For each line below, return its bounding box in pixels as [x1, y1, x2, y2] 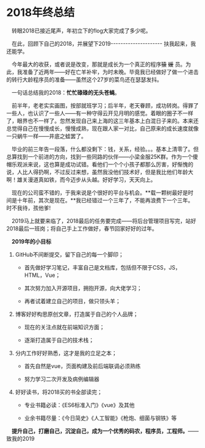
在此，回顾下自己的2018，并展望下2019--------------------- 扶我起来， [12, 40, 191, 47]
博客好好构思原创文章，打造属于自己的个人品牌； [15, 310, 138, 318]
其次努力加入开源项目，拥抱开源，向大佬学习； [24, 284, 142, 292]
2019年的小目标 [12, 238, 52, 245]
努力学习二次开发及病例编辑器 [24, 375, 99, 383]
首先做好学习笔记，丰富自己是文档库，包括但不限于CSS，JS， [24, 263, 181, 271]
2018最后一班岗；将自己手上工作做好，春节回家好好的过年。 [6, 224, 157, 232]
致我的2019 [6, 435, 35, 442]
